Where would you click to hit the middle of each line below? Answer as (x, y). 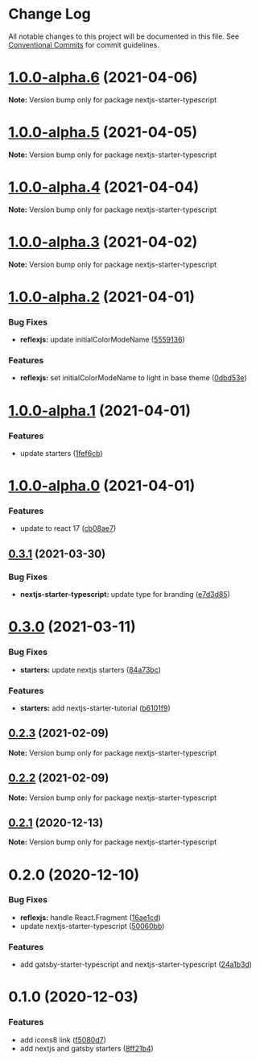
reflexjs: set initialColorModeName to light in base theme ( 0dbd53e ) (133, 378)
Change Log (50, 14)
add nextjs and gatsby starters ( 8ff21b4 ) (87, 1048)
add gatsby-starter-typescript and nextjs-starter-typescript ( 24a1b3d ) (136, 964)
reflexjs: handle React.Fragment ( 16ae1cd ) (90, 917)
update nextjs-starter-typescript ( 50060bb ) (92, 926)
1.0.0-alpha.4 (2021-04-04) (104, 187)
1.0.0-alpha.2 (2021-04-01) (102, 297)
